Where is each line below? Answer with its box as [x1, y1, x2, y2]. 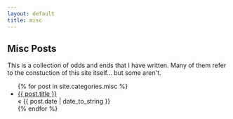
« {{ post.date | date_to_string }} [17, 97, 111, 106]
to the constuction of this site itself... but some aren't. [7, 69, 161, 77]
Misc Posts [7, 43, 57, 55]
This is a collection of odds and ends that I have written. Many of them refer [7, 61, 227, 70]
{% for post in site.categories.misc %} [17, 82, 128, 91]
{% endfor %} [17, 104, 58, 113]
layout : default [7, 10, 55, 17]
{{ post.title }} [17, 90, 58, 98]
